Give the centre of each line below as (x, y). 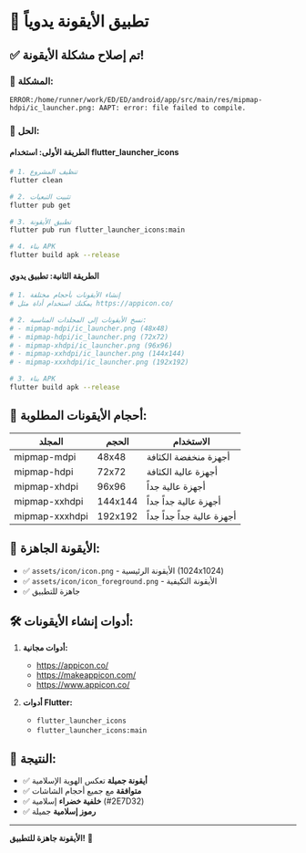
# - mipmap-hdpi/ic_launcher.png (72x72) (89, 337)
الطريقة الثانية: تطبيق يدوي (55, 276)
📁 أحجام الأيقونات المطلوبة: (78, 416)
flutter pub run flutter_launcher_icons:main (97, 230)
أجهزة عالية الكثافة (182, 472)
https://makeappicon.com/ (86, 675)
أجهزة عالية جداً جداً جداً (191, 515)
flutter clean (36, 180)
